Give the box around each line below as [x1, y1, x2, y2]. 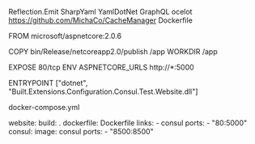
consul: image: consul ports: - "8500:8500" [8, 127, 154, 136]
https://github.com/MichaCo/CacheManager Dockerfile [8, 15, 193, 25]
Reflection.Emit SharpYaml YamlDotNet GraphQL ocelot [8, 7, 193, 16]
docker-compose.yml [8, 103, 80, 112]
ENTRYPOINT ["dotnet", [8, 78, 88, 87]
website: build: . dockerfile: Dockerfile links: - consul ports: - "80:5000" [8, 118, 248, 128]
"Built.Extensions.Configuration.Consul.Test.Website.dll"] [8, 87, 198, 96]
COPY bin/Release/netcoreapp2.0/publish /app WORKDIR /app [8, 47, 218, 56]
